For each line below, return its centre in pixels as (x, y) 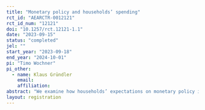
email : (26, 80)
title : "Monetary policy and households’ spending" (73, 12)
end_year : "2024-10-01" (37, 57)
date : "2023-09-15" (31, 35)
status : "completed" (33, 40)
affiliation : (34, 86)
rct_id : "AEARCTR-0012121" (41, 18)
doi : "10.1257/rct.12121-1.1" (45, 29)
